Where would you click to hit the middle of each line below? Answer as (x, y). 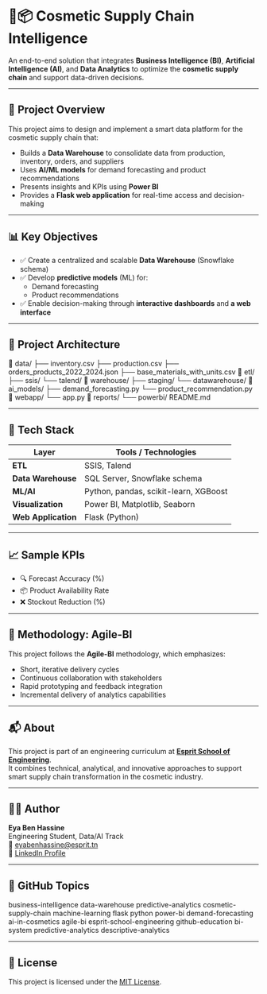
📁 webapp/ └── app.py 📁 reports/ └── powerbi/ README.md (109, 397)
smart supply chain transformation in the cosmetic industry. (106, 776)
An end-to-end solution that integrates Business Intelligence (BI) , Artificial (132, 60)
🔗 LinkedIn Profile (37, 853)
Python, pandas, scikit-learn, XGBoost (156, 492)
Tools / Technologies (156, 452)
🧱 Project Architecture (64, 344)
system (20, 930)
